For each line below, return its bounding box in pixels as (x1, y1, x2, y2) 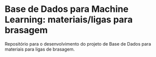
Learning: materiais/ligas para (5, 14, 133, 25)
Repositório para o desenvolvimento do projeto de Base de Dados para (5, 41, 151, 47)
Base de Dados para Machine (5, 3, 129, 15)
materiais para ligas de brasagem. (5, 46, 75, 52)
